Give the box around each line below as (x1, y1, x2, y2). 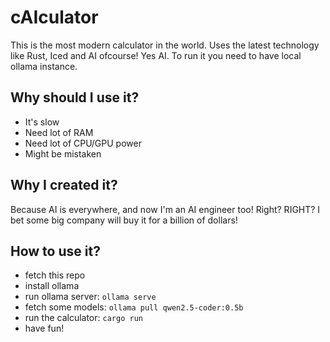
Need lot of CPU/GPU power (24, 137, 142, 149)
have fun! (24, 322, 65, 335)
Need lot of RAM (24, 126, 94, 138)
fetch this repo (24, 269, 86, 281)
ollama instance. (10, 60, 78, 72)
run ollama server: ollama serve (24, 291, 157, 303)
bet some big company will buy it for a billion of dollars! (10, 214, 238, 226)
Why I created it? (10, 177, 118, 194)
